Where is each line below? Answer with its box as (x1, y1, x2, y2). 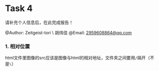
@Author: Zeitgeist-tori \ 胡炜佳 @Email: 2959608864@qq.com (5, 29, 132, 35)
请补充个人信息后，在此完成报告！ (5, 19, 73, 25)
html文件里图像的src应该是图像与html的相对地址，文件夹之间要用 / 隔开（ (5, 55, 150, 61)
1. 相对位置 (5, 43, 30, 50)
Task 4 (5, 3, 33, 14)
